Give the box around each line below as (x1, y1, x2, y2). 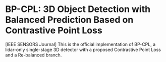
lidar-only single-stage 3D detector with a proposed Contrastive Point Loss (5, 46, 161, 52)
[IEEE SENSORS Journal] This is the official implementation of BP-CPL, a (5, 41, 156, 47)
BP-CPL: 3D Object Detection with (5, 3, 150, 15)
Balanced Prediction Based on (5, 14, 134, 25)
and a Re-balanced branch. (5, 51, 62, 58)
